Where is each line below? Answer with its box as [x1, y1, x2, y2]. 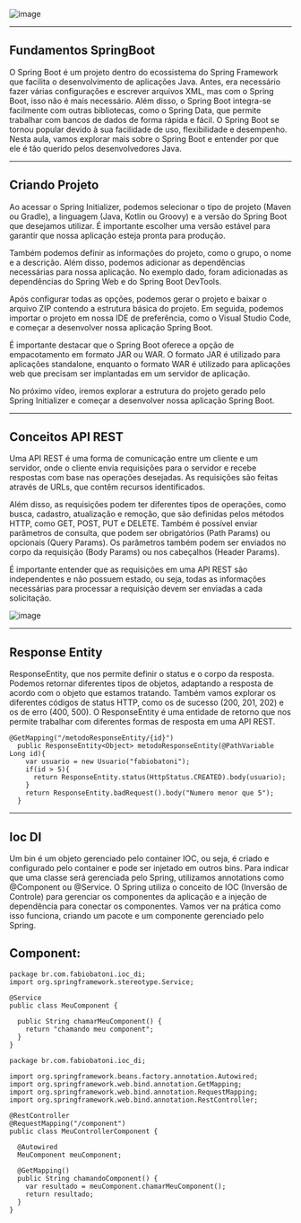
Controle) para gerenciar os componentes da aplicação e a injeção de [9, 892, 267, 902]
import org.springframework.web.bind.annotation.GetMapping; [9, 1079, 243, 1088]
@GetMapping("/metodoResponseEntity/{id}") [9, 734, 175, 743]
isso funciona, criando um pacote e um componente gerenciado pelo [9, 911, 264, 921]
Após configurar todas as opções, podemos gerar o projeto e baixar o [9, 293, 267, 304]
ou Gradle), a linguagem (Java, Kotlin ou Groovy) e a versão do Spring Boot [9, 211, 288, 222]
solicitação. [9, 593, 52, 603]
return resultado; [25, 1190, 94, 1199]
